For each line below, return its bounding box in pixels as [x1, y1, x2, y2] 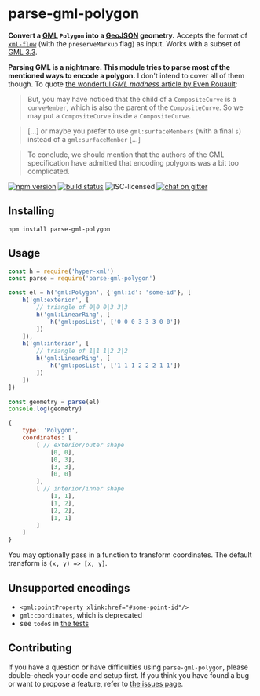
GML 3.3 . [8, 47, 38, 56]
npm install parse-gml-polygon [8, 225, 111, 233]
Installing [8, 205, 55, 218]
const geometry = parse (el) [8, 398, 101, 406]
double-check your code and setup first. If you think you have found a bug [8, 670, 250, 680]
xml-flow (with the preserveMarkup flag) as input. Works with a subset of [8, 38, 241, 48]
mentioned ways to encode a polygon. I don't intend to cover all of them [8, 71, 245, 80]
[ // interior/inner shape [36, 485, 125, 493]
